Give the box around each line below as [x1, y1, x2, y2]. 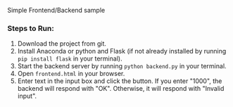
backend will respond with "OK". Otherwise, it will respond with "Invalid [17, 84, 225, 93]
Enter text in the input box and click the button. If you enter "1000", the [17, 77, 222, 85]
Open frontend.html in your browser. [17, 70, 125, 78]
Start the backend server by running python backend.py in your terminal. [17, 62, 227, 70]
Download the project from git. [17, 39, 107, 48]
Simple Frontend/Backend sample [7, 6, 106, 14]
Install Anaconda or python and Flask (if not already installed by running [17, 47, 227, 56]
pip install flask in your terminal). [17, 54, 122, 63]
